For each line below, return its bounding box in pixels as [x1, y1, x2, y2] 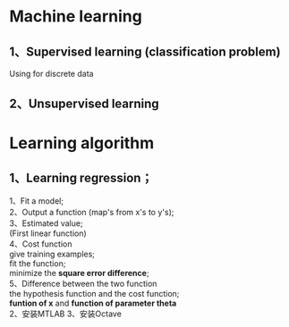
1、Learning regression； [9, 170, 154, 185]
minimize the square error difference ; [9, 268, 149, 279]
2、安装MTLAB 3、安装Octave [9, 308, 123, 319]
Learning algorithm [9, 132, 155, 153]
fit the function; [9, 258, 66, 269]
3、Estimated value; [9, 218, 83, 229]
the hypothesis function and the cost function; [9, 289, 180, 299]
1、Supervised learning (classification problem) [9, 44, 281, 59]
